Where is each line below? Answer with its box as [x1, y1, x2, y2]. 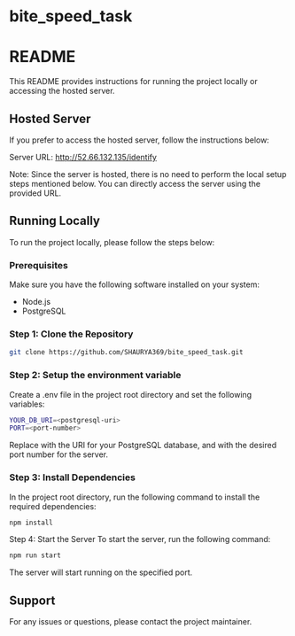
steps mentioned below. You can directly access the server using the [9, 178, 261, 189]
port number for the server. [9, 449, 109, 460]
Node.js [21, 297, 51, 307]
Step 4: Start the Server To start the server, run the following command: [9, 534, 271, 545]
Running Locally [9, 213, 100, 229]
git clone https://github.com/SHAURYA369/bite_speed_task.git [9, 348, 244, 357]
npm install [9, 518, 53, 527]
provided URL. [9, 188, 62, 198]
